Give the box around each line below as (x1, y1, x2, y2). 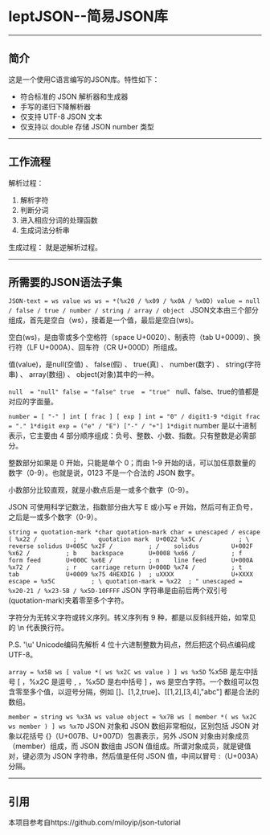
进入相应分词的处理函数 (19, 215, 98, 225)
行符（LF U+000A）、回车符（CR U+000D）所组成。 (8, 342, 182, 352)
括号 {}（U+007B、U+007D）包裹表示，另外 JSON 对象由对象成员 (29, 731, 250, 741)
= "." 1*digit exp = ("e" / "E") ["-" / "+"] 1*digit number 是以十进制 (8, 421, 257, 431)
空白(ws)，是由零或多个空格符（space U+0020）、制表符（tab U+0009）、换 (8, 333, 261, 342)
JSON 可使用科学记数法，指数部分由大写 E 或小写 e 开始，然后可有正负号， (8, 502, 257, 512)
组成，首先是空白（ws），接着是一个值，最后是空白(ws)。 (8, 315, 198, 325)
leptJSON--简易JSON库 (8, 7, 169, 26)
